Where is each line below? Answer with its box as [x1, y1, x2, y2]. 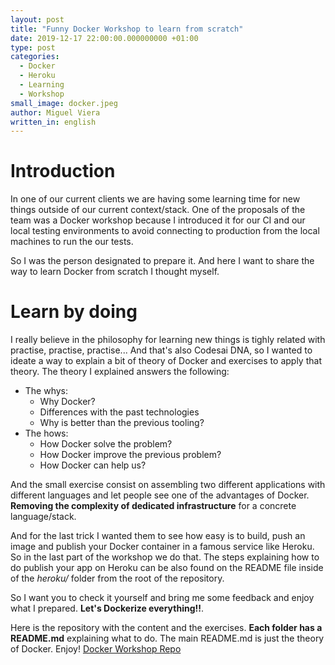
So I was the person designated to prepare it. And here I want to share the [10, 255, 315, 267]
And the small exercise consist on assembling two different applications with [10, 479, 326, 491]
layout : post [10, 14, 65, 25]
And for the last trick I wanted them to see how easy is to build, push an [10, 530, 306, 542]
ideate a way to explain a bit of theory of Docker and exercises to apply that [10, 355, 322, 367]
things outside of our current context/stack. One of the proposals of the [10, 204, 306, 216]
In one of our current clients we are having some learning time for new [10, 193, 301, 205]
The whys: [24, 385, 69, 397]
